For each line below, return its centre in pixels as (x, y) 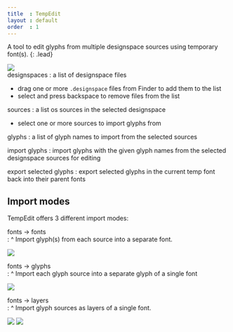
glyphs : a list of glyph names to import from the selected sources (102, 137)
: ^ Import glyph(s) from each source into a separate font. (90, 239)
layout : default (33, 20)
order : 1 (23, 27)
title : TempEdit (34, 14)
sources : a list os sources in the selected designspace (87, 110)
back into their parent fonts (47, 179)
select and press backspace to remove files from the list (99, 96)
